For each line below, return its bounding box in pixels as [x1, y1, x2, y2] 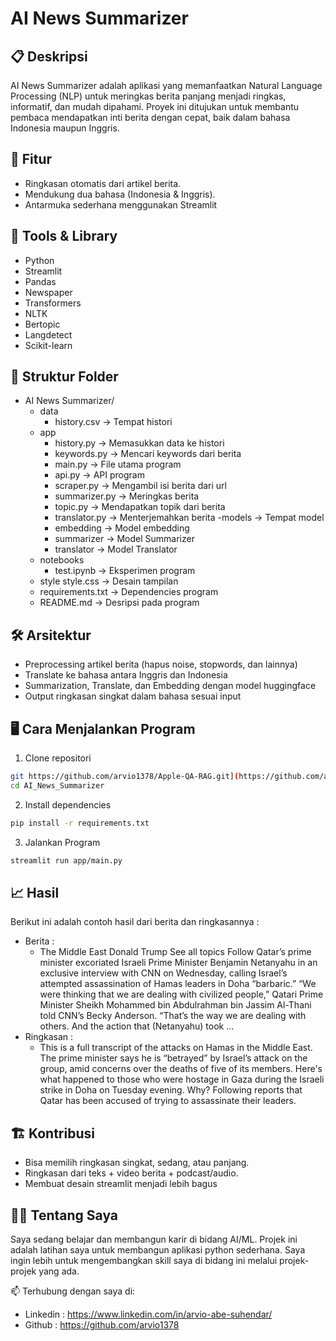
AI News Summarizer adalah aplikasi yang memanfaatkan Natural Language [10, 80, 323, 91]
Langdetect [24, 328, 73, 341]
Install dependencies [24, 798, 112, 811]
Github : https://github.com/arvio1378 [24, 1319, 180, 1331]
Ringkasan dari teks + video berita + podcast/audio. [24, 1167, 239, 1179]
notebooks [39, 554, 85, 566]
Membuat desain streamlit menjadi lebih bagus [24, 1178, 218, 1190]
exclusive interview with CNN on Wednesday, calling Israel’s [39, 967, 288, 979]
